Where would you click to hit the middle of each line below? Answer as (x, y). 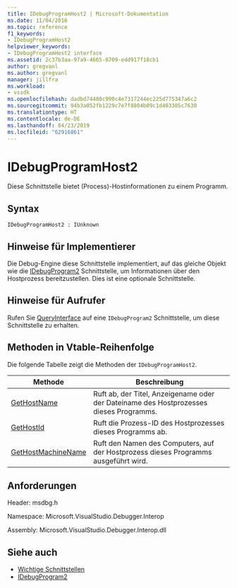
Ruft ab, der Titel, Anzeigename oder (154, 394)
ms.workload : (26, 86)
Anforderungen (42, 485)
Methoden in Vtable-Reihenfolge (81, 348)
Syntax (23, 209)
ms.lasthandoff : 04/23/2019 (49, 125)
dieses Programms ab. (130, 431)
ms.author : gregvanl (38, 73)
